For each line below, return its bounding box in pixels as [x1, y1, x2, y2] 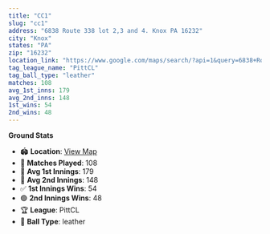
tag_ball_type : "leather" [8, 71, 95, 79]
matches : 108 [8, 79, 52, 87]
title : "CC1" [8, 11, 52, 20]
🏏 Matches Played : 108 [19, 158, 98, 167]
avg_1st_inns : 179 [8, 86, 70, 95]
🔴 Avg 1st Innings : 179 [19, 167, 94, 176]
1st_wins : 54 [8, 101, 52, 109]
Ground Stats [8, 131, 54, 140]
